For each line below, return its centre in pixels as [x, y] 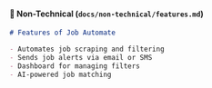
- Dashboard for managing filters [75, 66]
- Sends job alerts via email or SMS [81, 57]
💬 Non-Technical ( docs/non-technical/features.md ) [106, 14]
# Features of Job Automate [63, 33]
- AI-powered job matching [61, 74]
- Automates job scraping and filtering [87, 49]
